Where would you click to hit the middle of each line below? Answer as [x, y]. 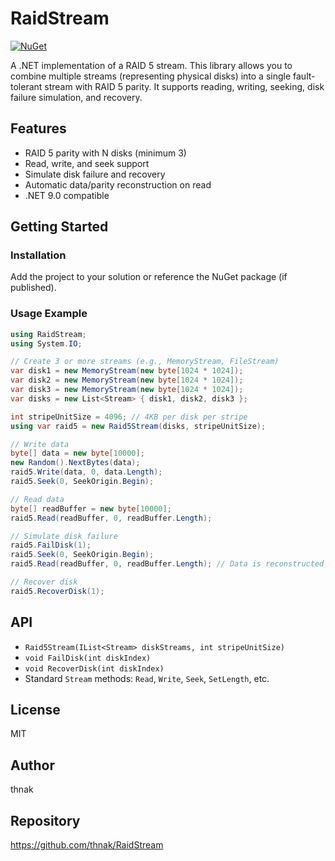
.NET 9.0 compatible [67, 195]
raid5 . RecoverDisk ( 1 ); [57, 591]
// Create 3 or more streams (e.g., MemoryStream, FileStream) [145, 362]
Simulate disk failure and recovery [95, 174]
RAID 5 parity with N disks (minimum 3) [105, 153]
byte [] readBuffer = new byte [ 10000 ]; [91, 508]
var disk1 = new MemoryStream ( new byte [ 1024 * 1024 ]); [127, 371]
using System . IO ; [46, 343]
